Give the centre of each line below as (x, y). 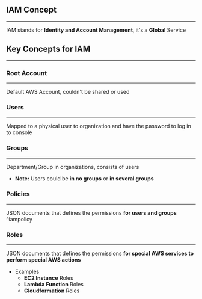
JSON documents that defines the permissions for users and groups (91, 212)
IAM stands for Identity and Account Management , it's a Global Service (96, 30)
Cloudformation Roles (52, 291)
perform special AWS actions (44, 260)
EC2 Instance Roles (48, 278)
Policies (18, 194)
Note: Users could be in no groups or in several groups (84, 178)
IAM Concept (32, 10)
